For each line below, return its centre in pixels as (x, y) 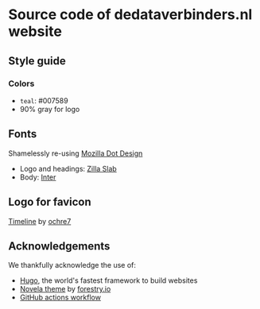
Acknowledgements (59, 246)
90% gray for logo (50, 109)
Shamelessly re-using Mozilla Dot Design (76, 153)
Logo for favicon (50, 202)
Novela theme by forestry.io (65, 289)
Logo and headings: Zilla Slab (68, 168)
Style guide (37, 61)
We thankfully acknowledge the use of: (72, 265)
